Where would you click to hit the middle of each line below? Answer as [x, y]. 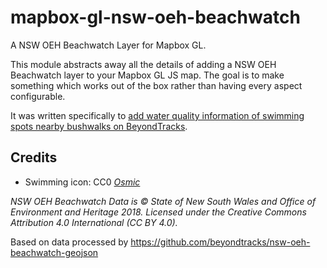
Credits [34, 157]
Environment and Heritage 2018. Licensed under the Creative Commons [158, 212]
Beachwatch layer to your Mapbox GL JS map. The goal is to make [147, 75]
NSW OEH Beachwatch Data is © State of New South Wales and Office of [163, 201]
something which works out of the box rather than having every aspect [156, 85]
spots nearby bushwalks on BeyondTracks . [99, 126]
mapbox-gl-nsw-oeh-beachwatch [155, 17]
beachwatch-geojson [54, 252]
